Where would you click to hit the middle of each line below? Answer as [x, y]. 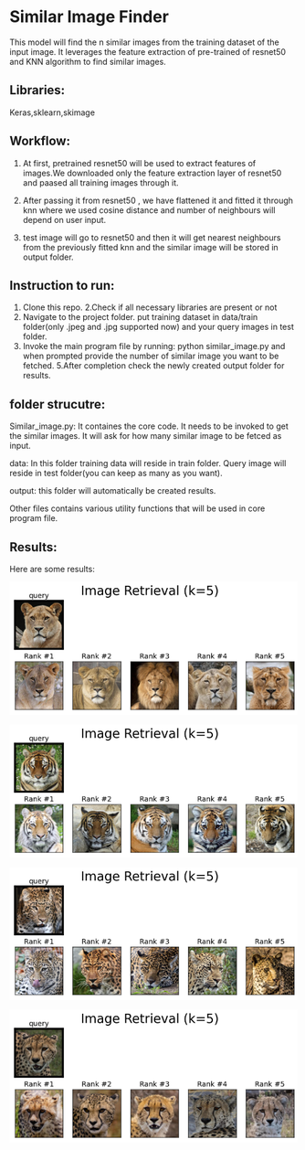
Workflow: [40, 141]
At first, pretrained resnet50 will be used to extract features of [139, 163]
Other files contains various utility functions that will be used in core [137, 508]
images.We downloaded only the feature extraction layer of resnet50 [152, 173]
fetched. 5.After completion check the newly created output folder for [153, 366]
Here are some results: [53, 569]
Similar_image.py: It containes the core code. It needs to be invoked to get [149, 426]
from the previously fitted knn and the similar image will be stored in [150, 247]
